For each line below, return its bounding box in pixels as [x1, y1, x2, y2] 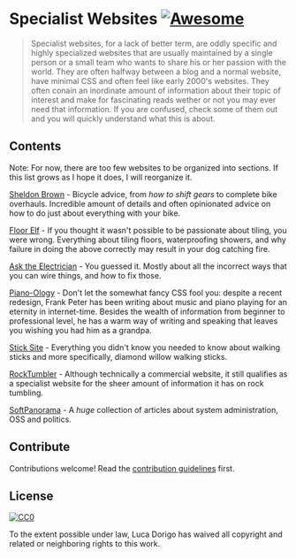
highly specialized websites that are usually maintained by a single [30, 47, 274, 57]
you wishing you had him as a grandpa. [9, 325, 152, 335]
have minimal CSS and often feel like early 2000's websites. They [30, 75, 269, 86]
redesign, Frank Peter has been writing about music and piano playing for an [9, 296, 287, 307]
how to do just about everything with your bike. [9, 208, 181, 218]
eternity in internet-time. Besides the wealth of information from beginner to [9, 306, 285, 317]
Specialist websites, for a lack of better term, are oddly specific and [30, 38, 277, 49]
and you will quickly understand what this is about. [30, 113, 216, 124]
